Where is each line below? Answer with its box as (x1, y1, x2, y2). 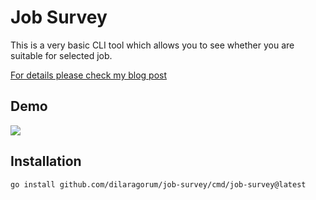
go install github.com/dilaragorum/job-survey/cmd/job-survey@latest (10, 179, 307, 190)
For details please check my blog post (10, 69, 168, 81)
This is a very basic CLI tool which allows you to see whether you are (10, 39, 295, 51)
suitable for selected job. (10, 49, 113, 61)
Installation (10, 153, 82, 170)
